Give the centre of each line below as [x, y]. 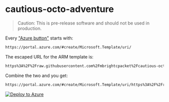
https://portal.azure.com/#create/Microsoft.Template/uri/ [68, 47]
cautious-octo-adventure [60, 9]
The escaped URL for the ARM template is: [50, 56]
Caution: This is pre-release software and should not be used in [83, 23]
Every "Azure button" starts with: [39, 38]
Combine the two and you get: [36, 75]
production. [29, 28]
